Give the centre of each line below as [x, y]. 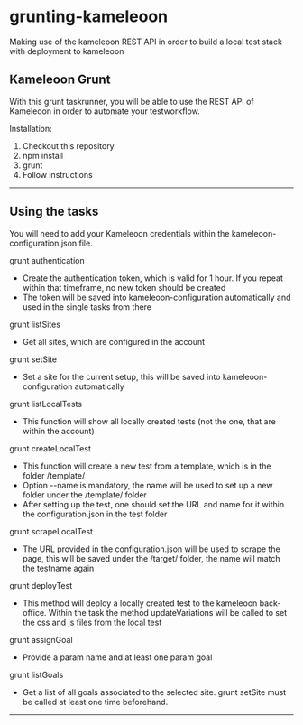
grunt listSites [35, 324]
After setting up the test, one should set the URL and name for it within [153, 504]
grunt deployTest [41, 585]
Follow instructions [57, 174]
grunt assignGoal [41, 639]
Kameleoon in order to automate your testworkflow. [105, 111]
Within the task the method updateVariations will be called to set [168, 612]
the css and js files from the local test [92, 622]
